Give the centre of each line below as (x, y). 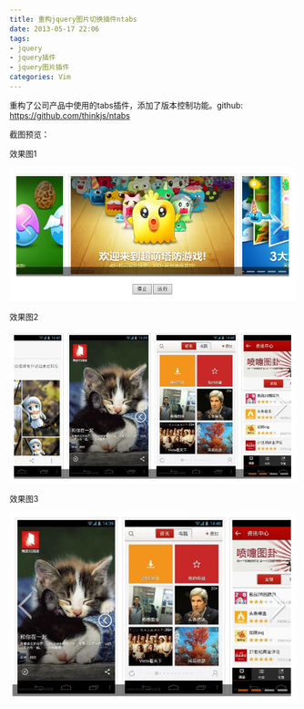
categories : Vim (40, 78)
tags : (20, 38)
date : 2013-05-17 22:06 (55, 29)
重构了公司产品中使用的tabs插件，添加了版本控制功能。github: (127, 105)
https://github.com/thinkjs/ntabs (70, 115)
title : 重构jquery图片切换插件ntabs (73, 19)
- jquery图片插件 (40, 68)
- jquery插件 (33, 58)
